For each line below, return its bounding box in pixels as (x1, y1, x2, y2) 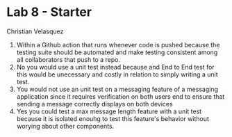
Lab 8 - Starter (6, 4, 92, 20)
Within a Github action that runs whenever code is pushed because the (16, 40, 220, 49)
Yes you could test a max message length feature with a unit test (16, 107, 202, 115)
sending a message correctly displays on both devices (16, 99, 173, 108)
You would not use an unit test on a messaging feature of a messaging (16, 85, 218, 93)
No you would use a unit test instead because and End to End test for (16, 63, 215, 71)
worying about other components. (16, 122, 115, 130)
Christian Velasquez (6, 27, 64, 35)
